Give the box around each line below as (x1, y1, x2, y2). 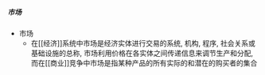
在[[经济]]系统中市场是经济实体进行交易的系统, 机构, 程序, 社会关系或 (30, 38, 255, 47)
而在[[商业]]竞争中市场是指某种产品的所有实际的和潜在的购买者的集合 (30, 58, 258, 67)
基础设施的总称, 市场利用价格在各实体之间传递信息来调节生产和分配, (30, 48, 254, 58)
